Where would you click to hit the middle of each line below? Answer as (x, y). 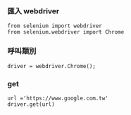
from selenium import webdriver (55, 26)
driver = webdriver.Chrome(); (52, 66)
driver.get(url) (31, 104)
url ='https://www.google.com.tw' (58, 98)
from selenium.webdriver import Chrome (66, 32)
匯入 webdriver (33, 11)
